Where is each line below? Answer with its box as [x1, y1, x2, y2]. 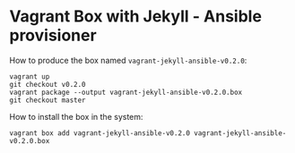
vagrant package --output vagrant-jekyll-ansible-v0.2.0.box [9, 88, 243, 97]
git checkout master [9, 96, 87, 105]
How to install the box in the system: [9, 111, 143, 122]
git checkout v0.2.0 [9, 80, 87, 89]
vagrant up [9, 72, 50, 81]
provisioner [9, 25, 97, 46]
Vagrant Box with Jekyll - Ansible [9, 6, 263, 27]
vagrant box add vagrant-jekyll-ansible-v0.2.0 [9, 128, 191, 138]
